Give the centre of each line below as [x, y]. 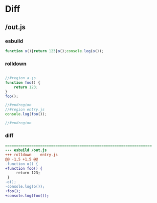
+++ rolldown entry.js [31, 155]
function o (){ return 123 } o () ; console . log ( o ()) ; [55, 51]
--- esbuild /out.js [26, 150]
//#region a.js [21, 78]
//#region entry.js [25, 110]
